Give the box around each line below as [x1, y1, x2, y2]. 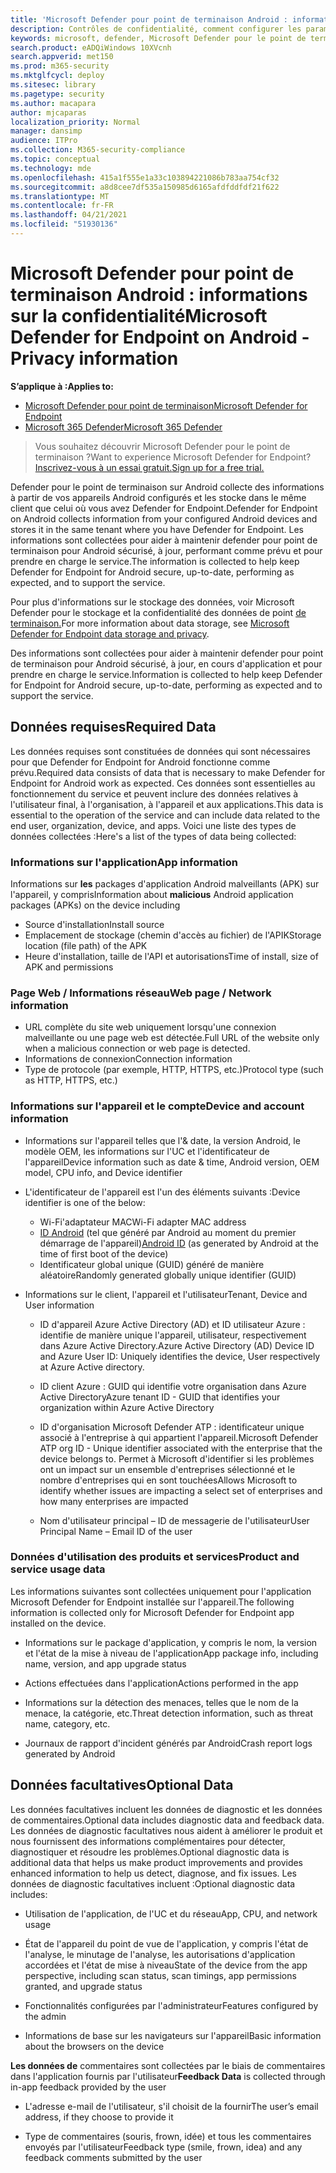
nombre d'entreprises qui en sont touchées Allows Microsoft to [39, 1474, 298, 1486]
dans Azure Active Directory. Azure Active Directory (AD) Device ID [39, 1339, 315, 1351]
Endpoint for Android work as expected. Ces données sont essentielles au [10, 777, 316, 789]
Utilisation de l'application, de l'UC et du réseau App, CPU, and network [24, 1907, 318, 1920]
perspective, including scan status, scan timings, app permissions [24, 1969, 297, 1981]
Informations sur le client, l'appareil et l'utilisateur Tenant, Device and [24, 1288, 308, 1300]
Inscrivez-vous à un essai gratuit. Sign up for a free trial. [34, 461, 265, 473]
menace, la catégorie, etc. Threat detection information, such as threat [24, 1707, 314, 1719]
